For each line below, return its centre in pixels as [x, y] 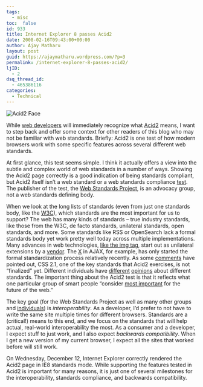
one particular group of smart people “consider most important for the [93, 283]
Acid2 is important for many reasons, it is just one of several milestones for [99, 371]
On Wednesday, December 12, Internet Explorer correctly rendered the [94, 358]
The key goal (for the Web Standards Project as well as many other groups [99, 301]
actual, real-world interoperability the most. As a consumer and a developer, [101, 327]
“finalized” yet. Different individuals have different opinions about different [99, 270]
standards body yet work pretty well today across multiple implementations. [101, 238]
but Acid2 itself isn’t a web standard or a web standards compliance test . [97, 181]
